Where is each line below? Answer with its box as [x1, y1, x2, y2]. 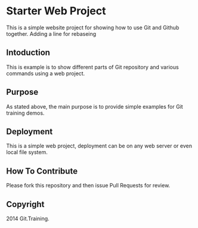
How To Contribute [6, 166, 78, 176]
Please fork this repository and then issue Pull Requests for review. [6, 182, 171, 189]
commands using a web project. [6, 70, 85, 77]
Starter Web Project [6, 4, 106, 18]
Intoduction [6, 48, 51, 58]
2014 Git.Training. [6, 215, 49, 222]
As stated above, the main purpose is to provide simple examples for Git [6, 103, 183, 110]
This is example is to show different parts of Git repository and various [6, 63, 179, 70]
